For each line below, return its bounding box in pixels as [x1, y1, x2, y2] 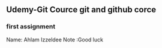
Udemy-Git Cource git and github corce [6, 5, 157, 15]
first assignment [6, 23, 56, 31]
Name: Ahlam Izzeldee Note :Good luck [6, 36, 104, 43]
